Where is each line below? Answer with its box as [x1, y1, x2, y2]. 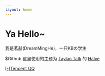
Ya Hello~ [5, 28, 45, 39]
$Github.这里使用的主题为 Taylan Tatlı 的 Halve [5, 55, 100, 61]
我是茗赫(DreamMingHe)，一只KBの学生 [5, 45, 87, 51]
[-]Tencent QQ [5, 65, 35, 71]
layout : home [5, 7, 32, 12]
